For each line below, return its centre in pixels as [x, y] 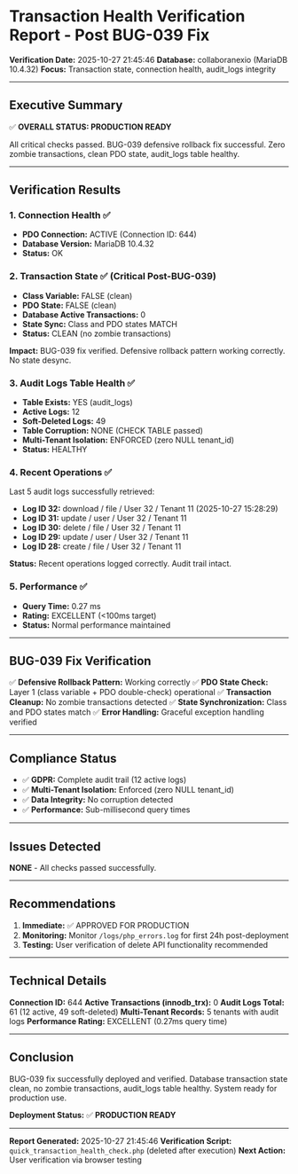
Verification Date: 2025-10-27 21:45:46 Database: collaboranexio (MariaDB [149, 59]
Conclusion [42, 1057]
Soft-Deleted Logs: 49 [64, 421]
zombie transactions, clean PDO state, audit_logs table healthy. [125, 153]
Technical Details [58, 981]
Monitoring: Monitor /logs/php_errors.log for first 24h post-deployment [155, 935]
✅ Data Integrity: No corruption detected [98, 800]
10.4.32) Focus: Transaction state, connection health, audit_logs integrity [143, 69]
